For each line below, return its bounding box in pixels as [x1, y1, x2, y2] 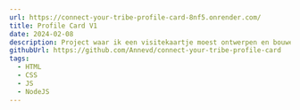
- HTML [17, 63, 42, 72]
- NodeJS [17, 87, 50, 96]
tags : [9, 54, 29, 63]
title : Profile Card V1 [9, 21, 98, 30]
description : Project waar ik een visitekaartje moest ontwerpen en [9, 37, 270, 47]
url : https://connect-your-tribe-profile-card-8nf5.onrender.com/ [9, 12, 262, 22]
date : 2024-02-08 [9, 29, 74, 38]
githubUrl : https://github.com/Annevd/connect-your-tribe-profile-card [9, 46, 281, 55]
